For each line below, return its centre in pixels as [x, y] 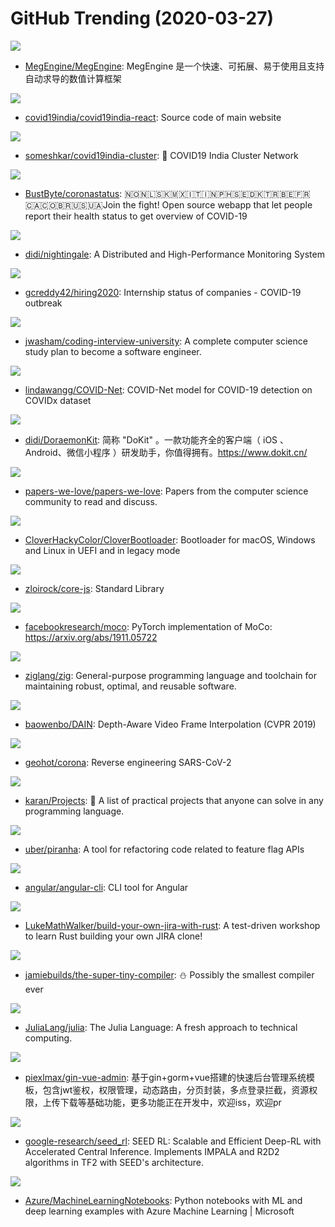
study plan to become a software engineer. [113, 351]
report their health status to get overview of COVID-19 [136, 216]
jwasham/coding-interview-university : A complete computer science [166, 341]
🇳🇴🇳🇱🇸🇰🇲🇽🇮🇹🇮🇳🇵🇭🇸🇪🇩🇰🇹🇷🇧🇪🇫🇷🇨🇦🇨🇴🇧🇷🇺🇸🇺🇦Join [217, 193]
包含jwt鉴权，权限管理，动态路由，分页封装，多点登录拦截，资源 [176, 1089]
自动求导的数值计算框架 [73, 78]
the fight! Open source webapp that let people [217, 204]
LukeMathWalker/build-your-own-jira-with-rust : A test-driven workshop [172, 925]
